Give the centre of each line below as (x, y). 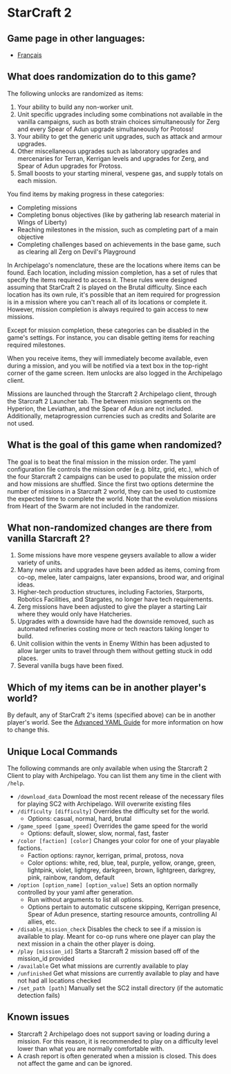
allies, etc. (42, 922)
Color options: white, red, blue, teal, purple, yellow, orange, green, (122, 863)
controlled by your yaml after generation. (75, 892)
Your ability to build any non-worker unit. (75, 107)
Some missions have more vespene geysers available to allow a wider (117, 555)
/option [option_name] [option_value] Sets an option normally (108, 885)
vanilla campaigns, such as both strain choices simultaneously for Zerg (118, 121)
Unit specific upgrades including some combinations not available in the (120, 114)
